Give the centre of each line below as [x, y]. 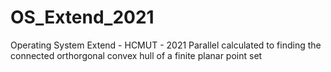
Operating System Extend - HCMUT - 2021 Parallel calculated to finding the [166, 45]
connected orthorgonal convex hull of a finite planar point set [136, 55]
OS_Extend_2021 [82, 17]
